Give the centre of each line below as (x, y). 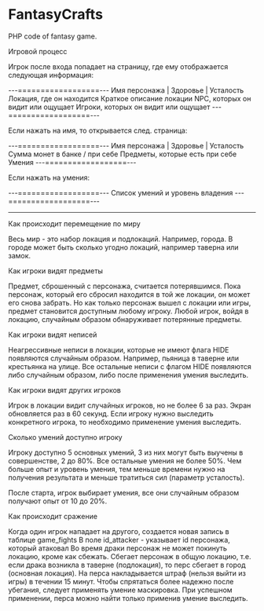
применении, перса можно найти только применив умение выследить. (128, 598)
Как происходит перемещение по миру (75, 223)
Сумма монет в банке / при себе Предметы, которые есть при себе (123, 154)
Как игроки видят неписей (53, 335)
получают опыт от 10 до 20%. (58, 501)
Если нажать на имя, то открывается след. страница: (98, 130)
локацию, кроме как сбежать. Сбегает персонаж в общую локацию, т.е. (130, 556)
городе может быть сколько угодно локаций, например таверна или (123, 247)
